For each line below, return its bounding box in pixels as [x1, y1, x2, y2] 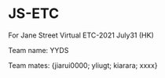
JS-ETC [8, 5, 60, 23]
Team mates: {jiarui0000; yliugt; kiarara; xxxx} [8, 60, 159, 70]
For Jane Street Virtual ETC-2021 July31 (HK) [8, 30, 155, 40]
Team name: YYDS [8, 45, 69, 55]
